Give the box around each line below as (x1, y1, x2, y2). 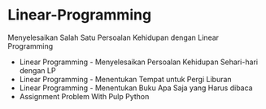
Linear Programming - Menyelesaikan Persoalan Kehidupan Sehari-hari (19, 57, 258, 67)
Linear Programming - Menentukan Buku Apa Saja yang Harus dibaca (19, 83, 253, 93)
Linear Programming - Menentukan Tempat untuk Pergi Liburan (19, 74, 233, 84)
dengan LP (19, 65, 56, 75)
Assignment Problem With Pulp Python (19, 91, 150, 101)
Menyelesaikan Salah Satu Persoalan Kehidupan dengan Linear (7, 33, 220, 42)
